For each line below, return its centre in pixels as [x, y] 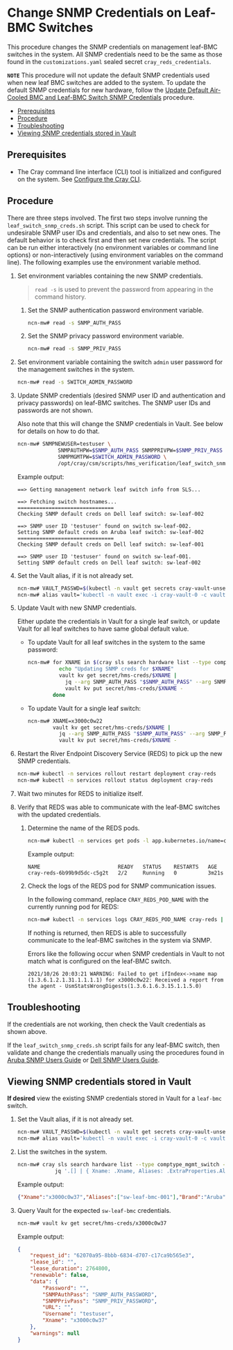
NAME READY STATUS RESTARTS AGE [122, 867]
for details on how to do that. [58, 431]
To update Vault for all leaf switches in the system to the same [116, 643]
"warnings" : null [55, 1333]
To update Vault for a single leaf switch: [84, 708]
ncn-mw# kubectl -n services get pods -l [88, 840]
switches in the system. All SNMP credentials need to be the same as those [115, 54]
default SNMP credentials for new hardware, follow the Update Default [108, 90]
